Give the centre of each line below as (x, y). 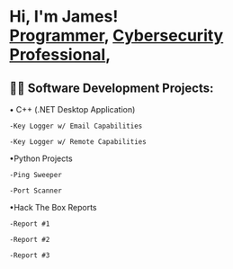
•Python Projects (41, 158)
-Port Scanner (36, 191)
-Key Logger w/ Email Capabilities (76, 126)
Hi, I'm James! (64, 17)
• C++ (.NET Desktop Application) (72, 109)
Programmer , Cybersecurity (116, 36)
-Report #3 (30, 256)
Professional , (60, 55)
